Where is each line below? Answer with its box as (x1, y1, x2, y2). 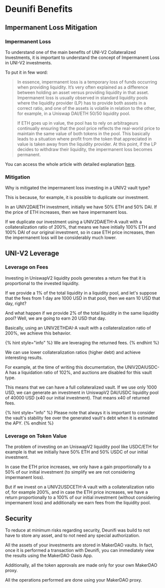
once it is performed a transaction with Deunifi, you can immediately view (5, 547, 155, 553)
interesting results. (5, 354, 43, 360)
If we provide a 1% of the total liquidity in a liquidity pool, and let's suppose (5, 290, 157, 295)
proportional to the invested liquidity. (5, 280, 80, 286)
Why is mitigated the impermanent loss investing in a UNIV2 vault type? (5, 185, 150, 191)
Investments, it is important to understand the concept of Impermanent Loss (5, 54, 160, 60)
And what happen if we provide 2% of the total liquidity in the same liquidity (5, 310, 159, 316)
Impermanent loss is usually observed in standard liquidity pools (17, 95, 148, 100)
